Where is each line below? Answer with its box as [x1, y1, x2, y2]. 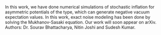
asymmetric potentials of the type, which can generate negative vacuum [5, 9, 150, 15]
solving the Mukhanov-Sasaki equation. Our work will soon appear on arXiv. [5, 19, 157, 25]
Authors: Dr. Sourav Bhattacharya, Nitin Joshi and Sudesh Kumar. [5, 24, 136, 30]
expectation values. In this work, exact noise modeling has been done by [5, 14, 150, 20]
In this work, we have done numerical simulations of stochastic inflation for [5, 4, 155, 10]
